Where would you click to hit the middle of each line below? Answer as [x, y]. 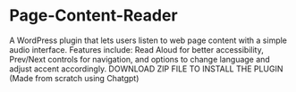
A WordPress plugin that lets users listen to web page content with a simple [148, 40]
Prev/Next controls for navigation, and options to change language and [140, 59]
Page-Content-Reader [93, 16]
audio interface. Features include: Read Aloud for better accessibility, [136, 49]
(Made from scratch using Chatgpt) [74, 78]
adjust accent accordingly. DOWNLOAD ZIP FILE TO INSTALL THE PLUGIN [146, 69]
